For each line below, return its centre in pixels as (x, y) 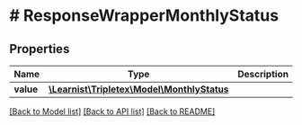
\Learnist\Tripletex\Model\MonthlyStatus (138, 89)
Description (263, 74)
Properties (40, 49)
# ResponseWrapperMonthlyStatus (144, 16)
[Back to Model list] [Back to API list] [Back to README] (112, 112)
